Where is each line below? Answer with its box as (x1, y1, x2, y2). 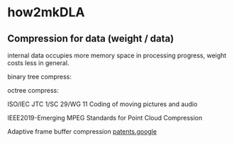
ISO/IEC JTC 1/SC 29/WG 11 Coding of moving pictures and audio (7, 100, 198, 108)
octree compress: (7, 86, 59, 94)
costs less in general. (7, 59, 69, 67)
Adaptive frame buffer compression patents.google (7, 127, 157, 135)
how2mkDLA (7, 4, 85, 21)
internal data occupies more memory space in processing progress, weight (7, 51, 227, 59)
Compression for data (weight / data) (7, 33, 174, 45)
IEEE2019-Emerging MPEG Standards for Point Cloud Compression (7, 114, 203, 122)
